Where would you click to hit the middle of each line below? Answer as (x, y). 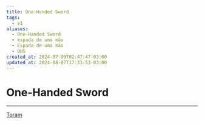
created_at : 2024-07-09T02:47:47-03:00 (57, 57)
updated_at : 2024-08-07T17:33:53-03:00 (57, 62)
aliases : (17, 29)
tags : (13, 18)
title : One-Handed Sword (38, 12)
